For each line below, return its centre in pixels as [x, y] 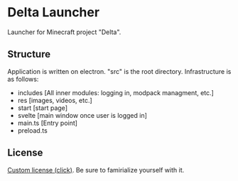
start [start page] [42, 108]
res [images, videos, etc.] [55, 100]
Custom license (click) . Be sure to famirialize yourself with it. [96, 170]
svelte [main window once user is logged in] [82, 115]
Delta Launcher [54, 12]
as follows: [23, 79]
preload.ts [32, 130]
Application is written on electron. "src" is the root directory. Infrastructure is [119, 71]
